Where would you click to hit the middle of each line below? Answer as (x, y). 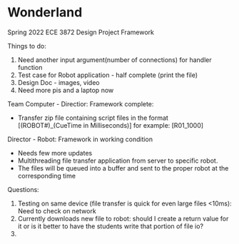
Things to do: (27, 46)
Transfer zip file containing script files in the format (93, 118)
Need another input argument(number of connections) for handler (115, 60)
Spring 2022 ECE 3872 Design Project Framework (81, 32)
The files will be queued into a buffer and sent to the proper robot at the (123, 168)
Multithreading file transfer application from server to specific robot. (118, 161)
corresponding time (47, 176)
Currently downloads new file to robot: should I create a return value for (123, 218)
